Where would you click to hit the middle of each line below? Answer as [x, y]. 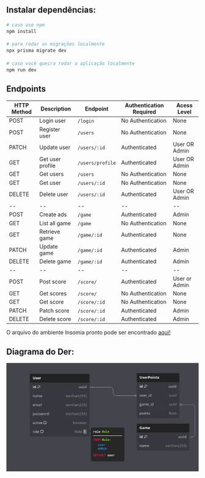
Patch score [54, 310]
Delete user [54, 194]
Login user [52, 121]
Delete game [55, 261]
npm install [21, 31]
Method [22, 112]
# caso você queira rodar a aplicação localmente [71, 63]
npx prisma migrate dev [37, 51]
